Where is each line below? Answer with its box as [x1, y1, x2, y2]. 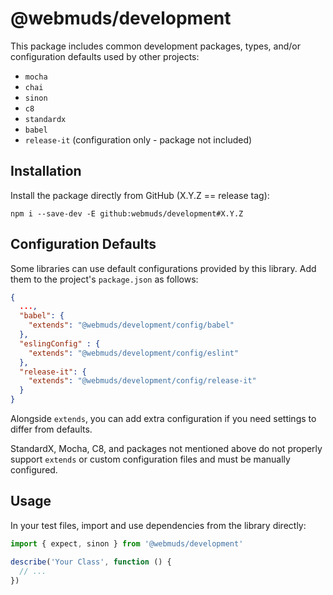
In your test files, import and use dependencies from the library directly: [10, 519, 307, 531]
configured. [10, 464, 58, 476]
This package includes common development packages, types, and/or [10, 40, 301, 52]
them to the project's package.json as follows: [10, 273, 199, 285]
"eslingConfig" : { [19, 338, 101, 349]
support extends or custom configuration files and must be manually [10, 453, 291, 466]
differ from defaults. [10, 423, 93, 436]
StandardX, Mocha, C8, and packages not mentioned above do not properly [10, 443, 323, 455]
